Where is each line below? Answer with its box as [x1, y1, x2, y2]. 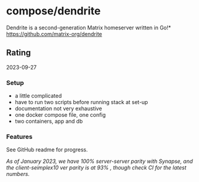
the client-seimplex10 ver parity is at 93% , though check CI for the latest [6, 164, 187, 171]
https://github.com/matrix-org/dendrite [6, 30, 103, 37]
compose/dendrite [6, 4, 101, 18]
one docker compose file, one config [14, 111, 106, 119]
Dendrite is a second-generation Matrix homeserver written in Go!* [6, 24, 172, 31]
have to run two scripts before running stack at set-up [14, 99, 148, 106]
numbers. [6, 171, 30, 178]
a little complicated [14, 92, 62, 99]
